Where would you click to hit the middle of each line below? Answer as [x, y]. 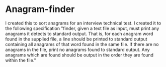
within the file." [21, 60]
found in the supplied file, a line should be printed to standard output [76, 39]
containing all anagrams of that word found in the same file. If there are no [82, 44]
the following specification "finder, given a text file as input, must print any [82, 28]
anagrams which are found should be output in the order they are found [79, 55]
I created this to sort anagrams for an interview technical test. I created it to [83, 23]
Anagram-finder [40, 9]
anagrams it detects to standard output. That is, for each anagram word [79, 33]
